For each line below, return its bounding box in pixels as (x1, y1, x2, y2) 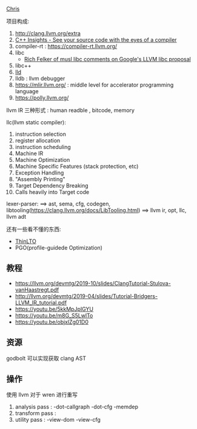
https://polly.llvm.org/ (15, 94, 69, 101)
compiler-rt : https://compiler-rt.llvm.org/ (15, 42, 118, 50)
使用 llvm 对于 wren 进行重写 (6, 391, 78, 399)
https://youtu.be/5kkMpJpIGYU (15, 305, 94, 313)
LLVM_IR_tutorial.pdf (15, 299, 67, 306)
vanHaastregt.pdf (15, 286, 59, 293)
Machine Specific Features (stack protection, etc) (15, 163, 139, 170)
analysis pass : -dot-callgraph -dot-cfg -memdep (15, 403, 138, 411)
